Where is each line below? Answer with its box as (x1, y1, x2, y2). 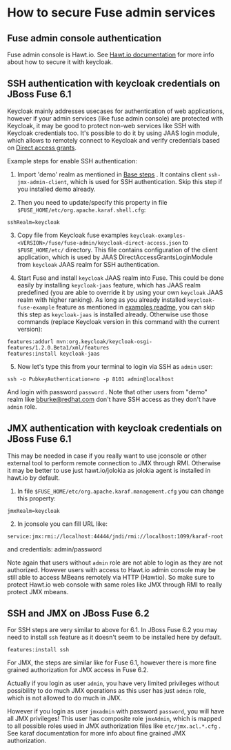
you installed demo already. (17, 185, 96, 193)
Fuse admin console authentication (7, 32, 162, 44)
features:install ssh (7, 647, 70, 653)
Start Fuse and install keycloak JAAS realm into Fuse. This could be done (17, 274, 224, 282)
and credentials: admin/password (7, 545, 102, 553)
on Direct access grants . (7, 143, 77, 152)
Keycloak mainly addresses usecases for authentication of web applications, (7, 107, 225, 115)
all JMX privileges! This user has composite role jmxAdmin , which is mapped (7, 715, 222, 723)
